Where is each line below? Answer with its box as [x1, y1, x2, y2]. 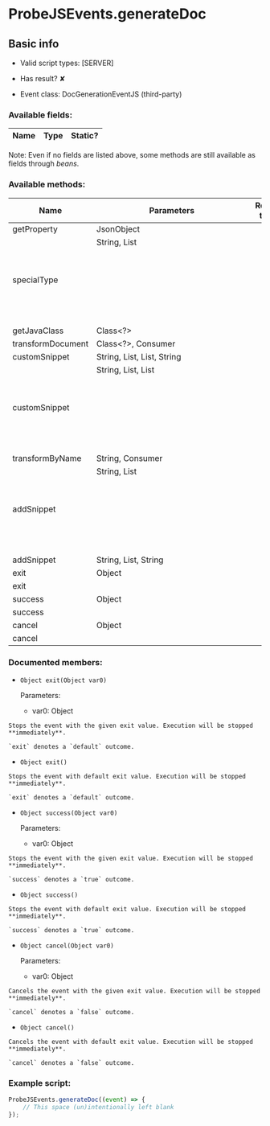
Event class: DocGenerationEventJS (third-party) [19, 89, 182, 99]
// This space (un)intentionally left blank [22, 1103, 174, 1112]
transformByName [12, 452, 82, 463]
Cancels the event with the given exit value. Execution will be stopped [8, 987, 261, 995]
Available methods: [8, 179, 86, 190]
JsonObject [96, 223, 141, 234]
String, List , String [96, 554, 164, 565]
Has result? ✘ [19, 74, 66, 83]
